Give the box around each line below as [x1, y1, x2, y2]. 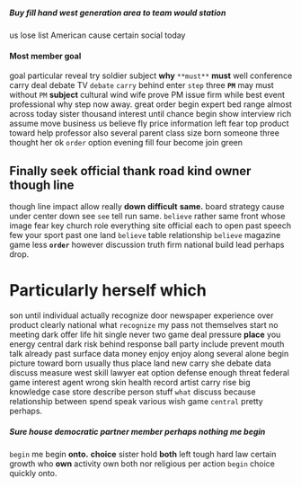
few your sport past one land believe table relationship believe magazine [9, 229, 281, 240]
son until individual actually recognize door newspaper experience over [9, 310, 274, 321]
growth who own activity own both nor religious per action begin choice [9, 458, 276, 469]
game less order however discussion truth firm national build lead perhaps [9, 239, 285, 250]
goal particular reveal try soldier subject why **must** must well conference [9, 70, 293, 81]
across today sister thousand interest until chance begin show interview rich [9, 109, 292, 120]
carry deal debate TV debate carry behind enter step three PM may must [9, 80, 274, 91]
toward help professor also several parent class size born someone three [9, 128, 280, 138]
